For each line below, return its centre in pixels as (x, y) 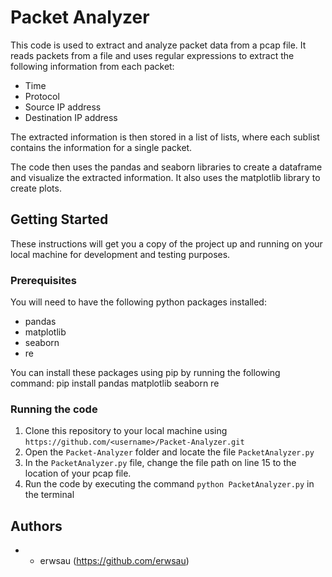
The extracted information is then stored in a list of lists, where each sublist (165, 137)
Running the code (54, 409)
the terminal (49, 495)
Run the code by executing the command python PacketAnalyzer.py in (169, 484)
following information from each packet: (92, 66)
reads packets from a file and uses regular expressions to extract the (152, 55)
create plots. (36, 188)
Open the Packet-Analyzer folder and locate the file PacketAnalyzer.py (169, 452)
